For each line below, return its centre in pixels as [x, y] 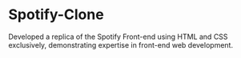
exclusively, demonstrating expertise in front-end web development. [121, 44]
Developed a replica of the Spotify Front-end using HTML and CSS [118, 37]
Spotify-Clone [56, 15]
